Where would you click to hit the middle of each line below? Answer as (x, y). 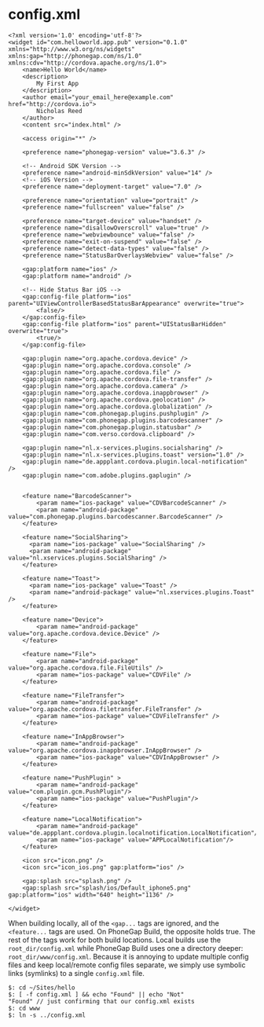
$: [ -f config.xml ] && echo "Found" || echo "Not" (96, 994)
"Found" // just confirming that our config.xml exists (101, 1001)
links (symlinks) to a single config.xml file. (77, 973)
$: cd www (24, 1008)
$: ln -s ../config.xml (47, 1015)
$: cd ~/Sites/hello (42, 988)
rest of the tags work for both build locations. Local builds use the (115, 940)
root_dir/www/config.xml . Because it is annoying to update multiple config (128, 956)
